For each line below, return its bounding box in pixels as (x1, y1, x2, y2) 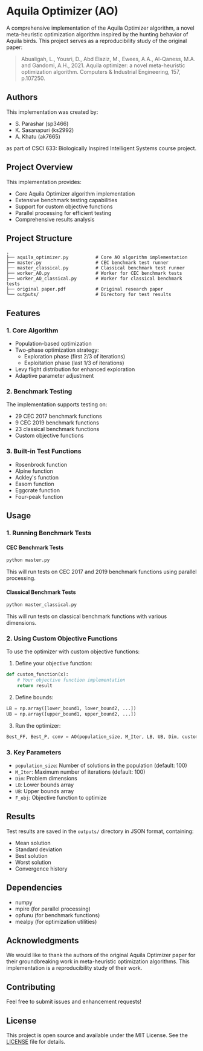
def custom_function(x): (6, 671, 69, 677)
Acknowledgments (6, 935, 80, 946)
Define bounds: (14, 694, 54, 701)
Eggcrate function (14, 486, 60, 494)
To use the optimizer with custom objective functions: (6, 648, 140, 655)
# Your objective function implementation (17, 677, 126, 684)
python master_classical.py (6, 602, 77, 608)
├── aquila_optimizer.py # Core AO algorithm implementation (6, 254, 188, 261)
